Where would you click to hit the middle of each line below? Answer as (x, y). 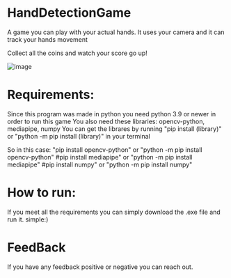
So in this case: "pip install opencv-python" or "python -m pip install (105, 149)
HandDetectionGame (69, 13)
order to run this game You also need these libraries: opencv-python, (106, 121)
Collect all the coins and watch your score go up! (77, 53)
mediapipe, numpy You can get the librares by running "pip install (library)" (114, 129)
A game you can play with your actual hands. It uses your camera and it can (116, 32)
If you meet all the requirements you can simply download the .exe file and (114, 212)
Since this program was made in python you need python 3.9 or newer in (112, 114)
